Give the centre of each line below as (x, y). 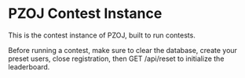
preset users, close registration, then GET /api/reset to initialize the (116, 58)
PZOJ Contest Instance (85, 14)
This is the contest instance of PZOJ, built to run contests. (102, 35)
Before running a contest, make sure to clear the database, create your (123, 50)
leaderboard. (29, 66)
